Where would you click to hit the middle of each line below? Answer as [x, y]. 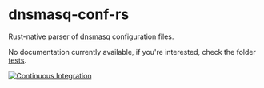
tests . [17, 60]
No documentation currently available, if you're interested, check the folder [132, 52]
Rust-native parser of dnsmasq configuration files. [91, 36]
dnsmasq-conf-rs [69, 15]
